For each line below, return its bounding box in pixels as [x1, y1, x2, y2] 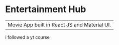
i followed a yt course [5, 34, 50, 40]
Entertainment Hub [5, 4, 86, 15]
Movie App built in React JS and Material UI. [8, 21, 111, 28]
